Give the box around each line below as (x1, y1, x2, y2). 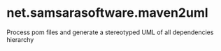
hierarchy (6, 35, 34, 43)
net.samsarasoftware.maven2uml (6, 5, 208, 21)
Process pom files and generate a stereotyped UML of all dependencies (6, 28, 214, 36)
